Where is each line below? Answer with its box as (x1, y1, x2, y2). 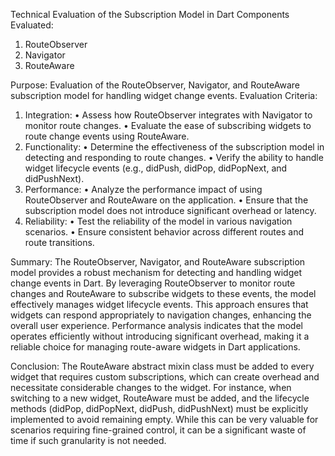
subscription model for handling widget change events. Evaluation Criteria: (10, 90, 318, 101)
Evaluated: (10, 19, 54, 31)
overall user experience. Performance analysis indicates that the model (10, 320, 303, 331)
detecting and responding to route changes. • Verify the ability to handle (24, 152, 324, 163)
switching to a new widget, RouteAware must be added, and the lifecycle (10, 392, 310, 404)
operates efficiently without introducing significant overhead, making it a (10, 330, 310, 342)
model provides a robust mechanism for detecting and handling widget (10, 267, 303, 278)
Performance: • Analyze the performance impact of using (24, 184, 263, 195)
